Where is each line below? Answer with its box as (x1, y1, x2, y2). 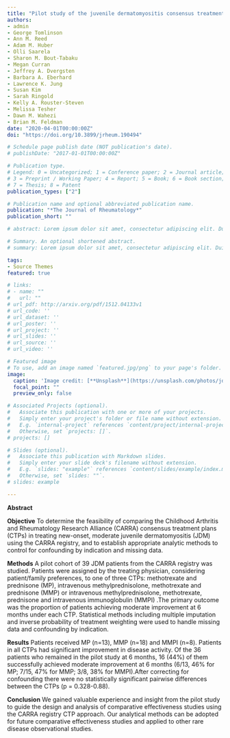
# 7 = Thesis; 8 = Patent (7, 181, 81, 189)
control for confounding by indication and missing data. (7, 546, 164, 554)
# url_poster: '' (7, 320, 57, 327)
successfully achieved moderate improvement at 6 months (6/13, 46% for (7, 660, 215, 668)
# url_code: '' (7, 307, 51, 314)
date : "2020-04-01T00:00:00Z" (7, 125, 94, 132)
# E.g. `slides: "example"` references (7, 466, 127, 473)
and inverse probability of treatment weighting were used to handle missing (7, 617, 220, 625)
